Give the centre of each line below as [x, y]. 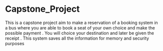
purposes [15, 43]
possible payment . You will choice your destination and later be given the [80, 33]
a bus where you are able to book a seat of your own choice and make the [80, 27]
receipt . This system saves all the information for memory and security [77, 38]
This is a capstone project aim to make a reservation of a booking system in [81, 23]
